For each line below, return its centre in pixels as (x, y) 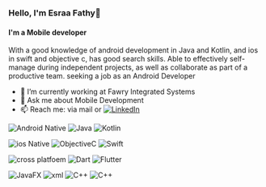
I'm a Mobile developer (48, 32)
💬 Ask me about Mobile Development (82, 100)
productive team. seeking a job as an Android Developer (102, 76)
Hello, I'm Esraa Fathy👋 (55, 13)
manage (22, 67)
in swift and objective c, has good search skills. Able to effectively (118, 59)
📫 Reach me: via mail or (61, 109)
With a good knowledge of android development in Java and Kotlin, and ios (133, 50)
